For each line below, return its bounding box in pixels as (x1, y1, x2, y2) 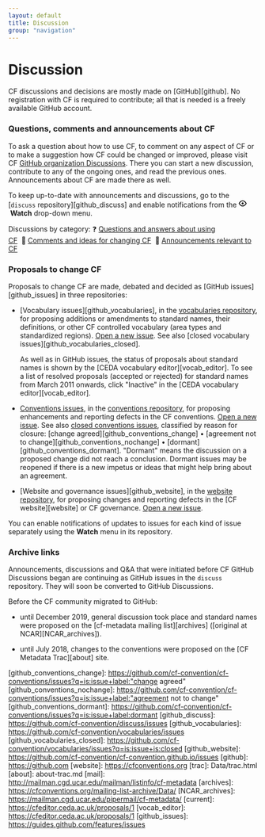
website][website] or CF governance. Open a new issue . (19, 503, 203, 512)
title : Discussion (8, 19, 69, 27)
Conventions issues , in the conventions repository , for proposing (19, 403, 231, 413)
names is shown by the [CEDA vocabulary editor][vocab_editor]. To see (19, 362, 253, 373)
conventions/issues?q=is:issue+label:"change (8, 677, 158, 686)
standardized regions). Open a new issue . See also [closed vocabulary (19, 331, 250, 340)
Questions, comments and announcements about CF (8, 124, 215, 135)
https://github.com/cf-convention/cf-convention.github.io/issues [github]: (8, 752, 248, 762)
